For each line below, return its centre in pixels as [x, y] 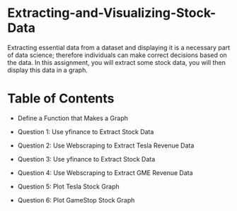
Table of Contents [61, 98]
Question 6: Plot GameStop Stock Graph [76, 200]
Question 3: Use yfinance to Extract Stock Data [86, 159]
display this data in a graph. [48, 70]
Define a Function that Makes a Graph [73, 118]
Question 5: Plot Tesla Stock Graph [68, 186]
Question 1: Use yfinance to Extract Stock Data [86, 131]
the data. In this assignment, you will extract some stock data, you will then [117, 62]
